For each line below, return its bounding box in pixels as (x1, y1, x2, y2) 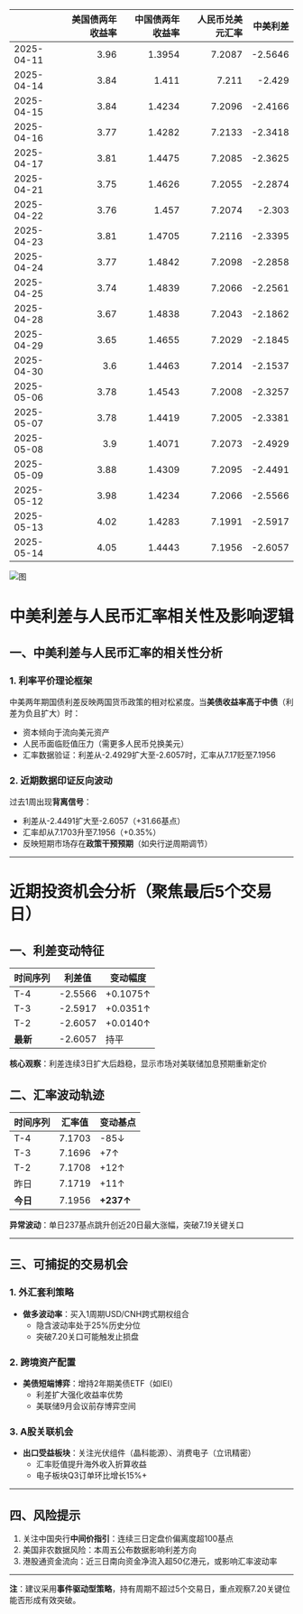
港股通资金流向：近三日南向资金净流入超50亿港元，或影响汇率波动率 (22, 1556, 278, 1567)
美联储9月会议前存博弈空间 (35, 1400, 137, 1411)
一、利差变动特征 (9, 942, 105, 958)
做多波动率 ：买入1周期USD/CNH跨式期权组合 (22, 1308, 189, 1319)
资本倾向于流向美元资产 (22, 727, 110, 737)
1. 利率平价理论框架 (9, 674, 93, 687)
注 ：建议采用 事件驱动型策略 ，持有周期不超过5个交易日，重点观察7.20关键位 (9, 1583, 290, 1594)
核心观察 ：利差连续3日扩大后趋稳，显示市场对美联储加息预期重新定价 (9, 1058, 268, 1069)
